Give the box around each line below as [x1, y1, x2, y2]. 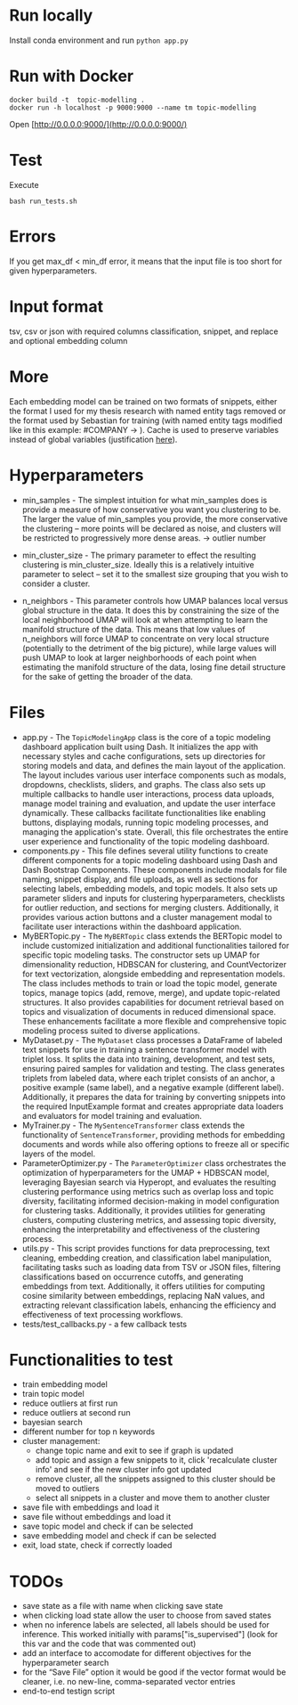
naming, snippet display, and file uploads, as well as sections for [21, 874, 259, 885]
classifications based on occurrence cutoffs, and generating [21, 1271, 244, 1282]
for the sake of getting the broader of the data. [21, 671, 193, 681]
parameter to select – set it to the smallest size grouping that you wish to [21, 568, 289, 579]
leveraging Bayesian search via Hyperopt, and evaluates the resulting [21, 1177, 277, 1187]
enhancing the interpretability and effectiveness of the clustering [21, 1224, 261, 1235]
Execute [9, 179, 39, 190]
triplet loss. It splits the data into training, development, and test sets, [21, 1053, 276, 1065]
